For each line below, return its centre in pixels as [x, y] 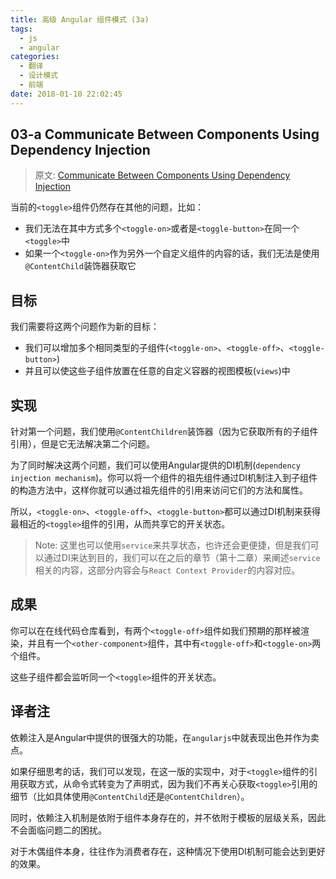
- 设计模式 [39, 76]
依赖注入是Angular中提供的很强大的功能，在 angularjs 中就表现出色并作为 [160, 737]
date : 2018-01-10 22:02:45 [66, 94]
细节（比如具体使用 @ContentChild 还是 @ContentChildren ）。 [130, 796]
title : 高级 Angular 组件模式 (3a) [80, 19]
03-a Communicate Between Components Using [165, 134]
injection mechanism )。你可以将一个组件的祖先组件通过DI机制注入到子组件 [164, 478]
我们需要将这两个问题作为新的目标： [85, 327]
